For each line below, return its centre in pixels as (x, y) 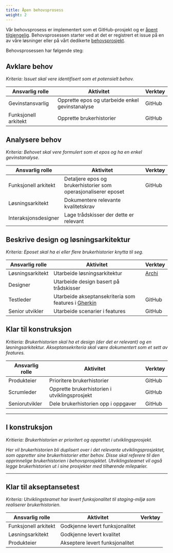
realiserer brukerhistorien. (33, 505)
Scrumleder (23, 392)
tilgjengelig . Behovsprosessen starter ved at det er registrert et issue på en (85, 35)
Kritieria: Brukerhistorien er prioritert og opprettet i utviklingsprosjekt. (79, 439)
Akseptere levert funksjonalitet (97, 543)
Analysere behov (34, 140)
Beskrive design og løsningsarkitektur (68, 239)
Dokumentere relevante (92, 200)
